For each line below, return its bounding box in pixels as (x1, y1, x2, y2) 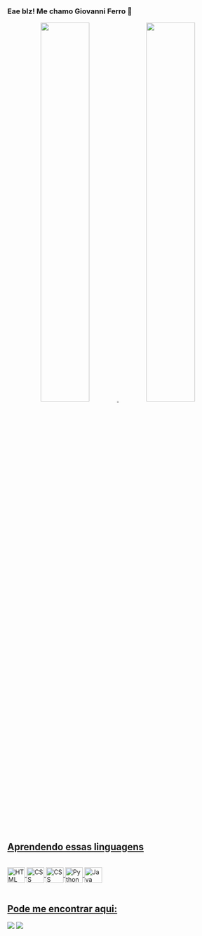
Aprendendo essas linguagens (7, 840, 144, 853)
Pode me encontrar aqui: (7, 903, 118, 915)
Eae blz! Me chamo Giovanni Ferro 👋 (7, 6, 133, 16)
